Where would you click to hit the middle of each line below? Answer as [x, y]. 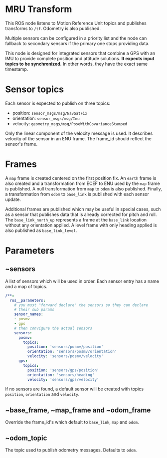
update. [13, 199]
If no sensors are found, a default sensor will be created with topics [74, 389]
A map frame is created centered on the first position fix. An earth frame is [81, 178]
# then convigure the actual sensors [53, 328]
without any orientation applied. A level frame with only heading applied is [81, 225]
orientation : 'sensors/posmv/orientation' [72, 352]
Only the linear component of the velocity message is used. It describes [79, 133]
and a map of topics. [26, 286]
